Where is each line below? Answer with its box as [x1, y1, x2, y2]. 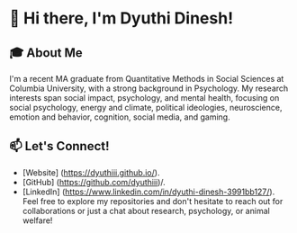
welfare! [22, 215, 53, 226]
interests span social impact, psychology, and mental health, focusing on [9, 93, 280, 103]
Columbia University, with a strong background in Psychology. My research [9, 83, 289, 94]
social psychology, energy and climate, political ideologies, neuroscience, [9, 103, 283, 112]
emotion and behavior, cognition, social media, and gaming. [9, 112, 231, 122]
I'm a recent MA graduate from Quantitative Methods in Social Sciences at [9, 74, 284, 84]
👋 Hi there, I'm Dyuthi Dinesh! [9, 8, 234, 29]
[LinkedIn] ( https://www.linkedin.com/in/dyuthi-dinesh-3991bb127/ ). [22, 186, 275, 197]
